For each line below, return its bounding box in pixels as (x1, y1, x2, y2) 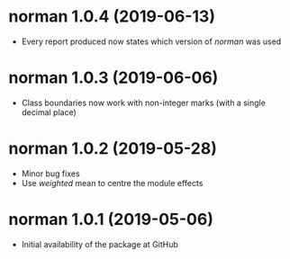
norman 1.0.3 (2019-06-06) (8, 67, 219, 88)
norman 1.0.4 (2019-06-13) (8, 6, 215, 27)
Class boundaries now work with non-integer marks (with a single (21, 97, 267, 108)
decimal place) (21, 106, 77, 118)
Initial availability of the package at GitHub (21, 238, 179, 249)
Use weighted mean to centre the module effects (21, 177, 204, 188)
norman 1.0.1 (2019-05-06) (8, 210, 213, 229)
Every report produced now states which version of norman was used (21, 36, 282, 47)
